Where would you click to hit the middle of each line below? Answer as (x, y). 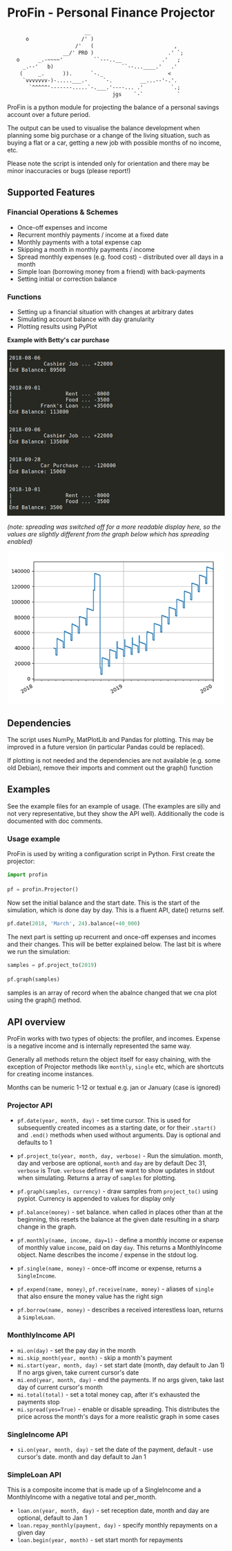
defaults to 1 (35, 1143)
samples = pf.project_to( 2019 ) (52, 965)
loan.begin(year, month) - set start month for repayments (100, 1540)
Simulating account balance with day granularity (86, 319)
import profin (28, 875)
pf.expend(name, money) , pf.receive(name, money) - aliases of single (115, 1289)
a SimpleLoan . (36, 1317)
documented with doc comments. (55, 821)
